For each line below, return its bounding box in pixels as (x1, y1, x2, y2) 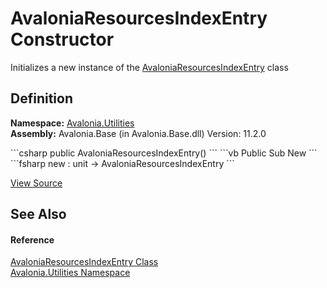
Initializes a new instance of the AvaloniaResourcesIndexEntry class (10, 61, 289, 73)
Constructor (10, 28, 115, 51)
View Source (10, 177, 63, 189)
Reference (10, 233, 55, 246)
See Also (10, 206, 67, 223)
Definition (10, 90, 73, 107)
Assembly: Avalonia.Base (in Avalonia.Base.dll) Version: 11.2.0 (10, 127, 267, 139)
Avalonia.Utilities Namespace (10, 267, 131, 279)
